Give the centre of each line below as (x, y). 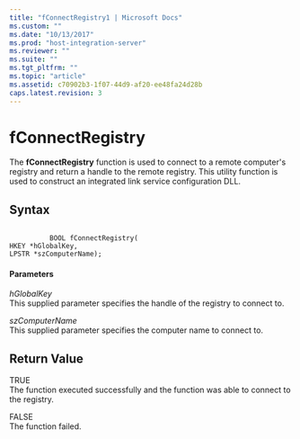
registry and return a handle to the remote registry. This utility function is (144, 172)
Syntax (30, 209)
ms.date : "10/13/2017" (52, 34)
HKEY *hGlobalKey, (44, 246)
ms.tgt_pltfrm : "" (44, 68)
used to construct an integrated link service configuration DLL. (125, 182)
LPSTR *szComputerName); (56, 254)
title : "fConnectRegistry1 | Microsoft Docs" (96, 18)
